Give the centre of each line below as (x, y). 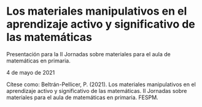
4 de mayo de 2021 (31, 72)
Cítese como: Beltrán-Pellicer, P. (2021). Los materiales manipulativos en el (101, 84)
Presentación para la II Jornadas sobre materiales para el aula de (88, 54)
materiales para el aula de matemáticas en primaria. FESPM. (82, 97)
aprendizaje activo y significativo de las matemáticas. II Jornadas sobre (97, 90)
